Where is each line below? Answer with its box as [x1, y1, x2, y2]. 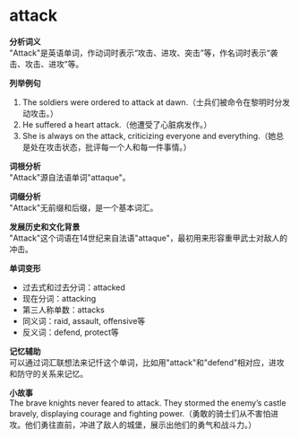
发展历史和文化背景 [9, 221, 81, 232]
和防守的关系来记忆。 [9, 368, 88, 379]
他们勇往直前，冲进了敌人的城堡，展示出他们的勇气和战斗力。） [24, 419, 257, 430]
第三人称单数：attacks [21, 304, 105, 315]
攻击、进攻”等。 [24, 58, 84, 69]
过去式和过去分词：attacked [21, 282, 125, 293]
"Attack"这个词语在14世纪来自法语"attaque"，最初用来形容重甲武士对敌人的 [9, 232, 288, 243]
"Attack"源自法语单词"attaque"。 [9, 171, 132, 182]
